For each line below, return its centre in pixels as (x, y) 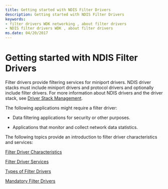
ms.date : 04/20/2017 (27, 33)
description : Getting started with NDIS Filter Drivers (65, 14)
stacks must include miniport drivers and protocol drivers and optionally (79, 87)
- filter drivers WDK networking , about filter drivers (66, 24)
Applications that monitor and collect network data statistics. (75, 127)
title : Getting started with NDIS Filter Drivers (58, 10)
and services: (19, 142)
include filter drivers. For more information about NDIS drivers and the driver (84, 92)
